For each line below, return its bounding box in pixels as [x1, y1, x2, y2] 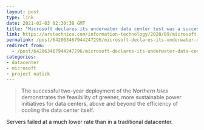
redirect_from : [6, 43, 45, 49]
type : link [6, 15, 34, 21]
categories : [6, 54, 36, 60]
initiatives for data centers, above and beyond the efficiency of [21, 100, 178, 108]
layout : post [6, 8, 39, 15]
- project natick [6, 71, 50, 77]
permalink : [6, 37, 34, 43]
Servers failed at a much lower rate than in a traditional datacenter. [6, 119, 173, 126]
